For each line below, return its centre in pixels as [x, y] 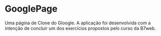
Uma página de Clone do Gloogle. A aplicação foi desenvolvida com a [78, 23]
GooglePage [31, 9]
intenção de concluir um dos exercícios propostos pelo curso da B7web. [80, 28]
